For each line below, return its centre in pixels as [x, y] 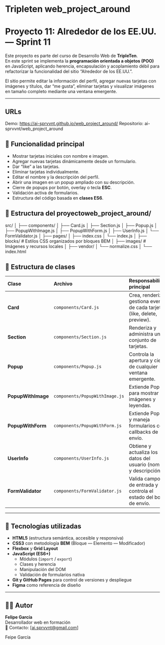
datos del [140, 458]
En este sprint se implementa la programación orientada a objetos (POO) [80, 61]
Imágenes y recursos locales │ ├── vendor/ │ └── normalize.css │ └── [79, 246]
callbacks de [144, 432]
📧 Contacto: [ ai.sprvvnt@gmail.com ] [42, 628]
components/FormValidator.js [88, 491]
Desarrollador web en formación [38, 622]
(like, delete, [143, 314]
